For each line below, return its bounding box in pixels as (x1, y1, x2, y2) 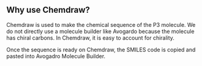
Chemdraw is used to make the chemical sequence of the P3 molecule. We (6, 21, 196, 28)
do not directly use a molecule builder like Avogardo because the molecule (6, 28, 195, 35)
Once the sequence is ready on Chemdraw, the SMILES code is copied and (6, 46, 196, 53)
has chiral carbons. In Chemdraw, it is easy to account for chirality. (6, 34, 174, 42)
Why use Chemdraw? (6, 5, 91, 15)
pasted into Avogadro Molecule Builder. (6, 52, 106, 60)
